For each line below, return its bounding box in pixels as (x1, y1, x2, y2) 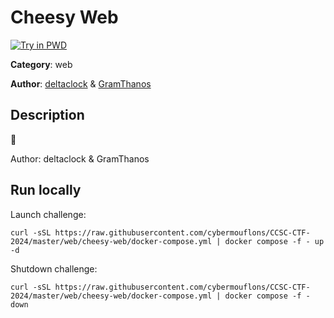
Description (10, 107, 85, 124)
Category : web (10, 58, 73, 70)
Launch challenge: (10, 208, 87, 220)
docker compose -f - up (224, 236, 325, 246)
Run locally (10, 182, 82, 199)
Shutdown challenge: (10, 262, 98, 275)
